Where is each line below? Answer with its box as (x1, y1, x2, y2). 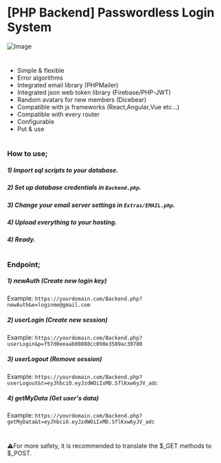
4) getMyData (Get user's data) (7, 394, 100, 402)
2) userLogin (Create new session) (7, 316, 108, 324)
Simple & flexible (16, 67, 65, 75)
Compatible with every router (16, 110, 100, 118)
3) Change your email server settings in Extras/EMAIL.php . (7, 201, 176, 209)
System (7, 19, 52, 35)
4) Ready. (7, 235, 36, 244)
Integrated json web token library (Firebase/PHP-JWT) (16, 88, 172, 97)
